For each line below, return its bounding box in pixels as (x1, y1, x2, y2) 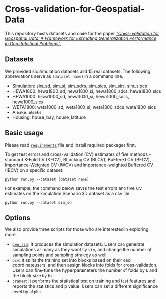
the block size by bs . (12, 273, 54, 279)
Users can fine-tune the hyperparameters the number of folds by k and (12, 267, 157, 273)
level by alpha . (12, 289, 42, 295)
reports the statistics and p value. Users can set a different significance (12, 283, 158, 289)
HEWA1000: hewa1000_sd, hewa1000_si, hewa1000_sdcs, (12, 93, 129, 99)
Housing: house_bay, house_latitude (12, 114, 86, 120)
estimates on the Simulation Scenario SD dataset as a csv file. (5, 190, 131, 196)
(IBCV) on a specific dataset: (5, 167, 64, 173)
